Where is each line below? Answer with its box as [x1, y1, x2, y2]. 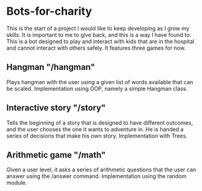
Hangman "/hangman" [6, 62, 95, 72]
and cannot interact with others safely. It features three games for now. [6, 44, 186, 52]
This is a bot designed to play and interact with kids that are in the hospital [6, 37, 195, 45]
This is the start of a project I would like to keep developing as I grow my [6, 25, 190, 32]
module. [6, 179, 28, 187]
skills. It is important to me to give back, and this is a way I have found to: [6, 31, 192, 38]
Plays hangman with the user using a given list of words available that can [6, 78, 193, 85]
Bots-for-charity [6, 4, 92, 18]
